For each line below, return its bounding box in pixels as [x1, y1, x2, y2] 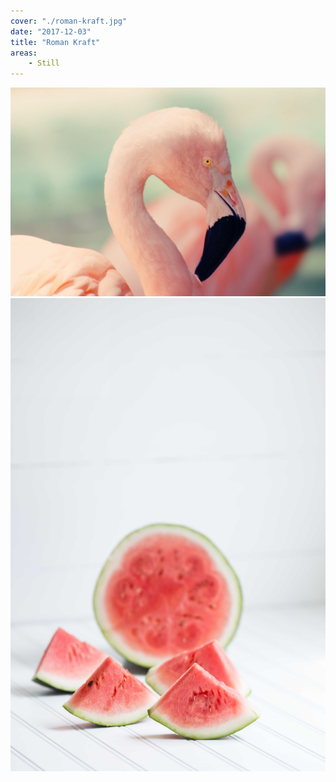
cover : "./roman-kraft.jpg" [10, 16, 128, 26]
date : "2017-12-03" [10, 26, 92, 37]
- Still [28, 58, 60, 69]
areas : [10, 48, 38, 58]
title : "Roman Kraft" [10, 37, 101, 47]
